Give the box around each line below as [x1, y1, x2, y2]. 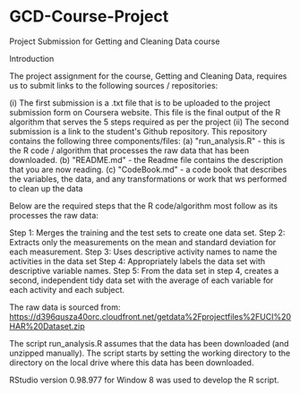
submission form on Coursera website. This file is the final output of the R [9, 107, 281, 117]
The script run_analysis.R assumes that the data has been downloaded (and [9, 338, 289, 348]
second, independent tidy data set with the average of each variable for [9, 275, 274, 286]
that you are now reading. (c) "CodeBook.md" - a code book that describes [9, 164, 287, 175]
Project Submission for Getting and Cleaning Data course [9, 36, 220, 47]
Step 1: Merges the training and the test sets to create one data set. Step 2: [9, 227, 286, 238]
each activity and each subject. [9, 284, 125, 295]
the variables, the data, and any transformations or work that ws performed [9, 173, 287, 184]
